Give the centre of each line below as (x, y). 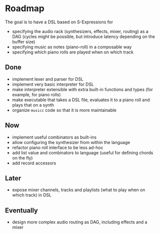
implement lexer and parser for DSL (48, 79)
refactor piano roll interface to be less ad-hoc (58, 147)
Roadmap (25, 9)
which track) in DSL (32, 195)
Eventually (21, 210)
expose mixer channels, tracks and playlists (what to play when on (79, 190)
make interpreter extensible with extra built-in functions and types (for (82, 89)
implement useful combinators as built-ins (54, 137)
